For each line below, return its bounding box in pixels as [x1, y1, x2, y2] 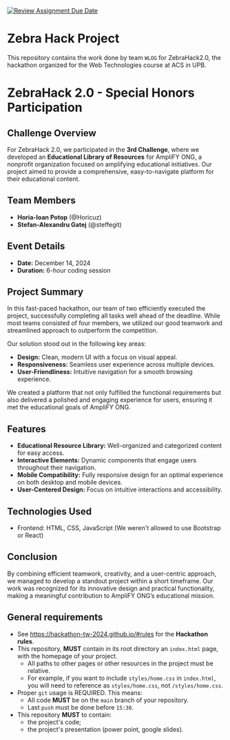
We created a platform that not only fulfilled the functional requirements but [7, 389, 222, 397]
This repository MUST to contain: [17, 710, 112, 719]
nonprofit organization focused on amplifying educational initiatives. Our [7, 159, 212, 168]
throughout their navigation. [17, 463, 96, 472]
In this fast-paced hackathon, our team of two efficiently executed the [7, 304, 206, 313]
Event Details [7, 240, 65, 252]
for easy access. [17, 449, 65, 457]
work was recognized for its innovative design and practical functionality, [7, 584, 215, 592]
